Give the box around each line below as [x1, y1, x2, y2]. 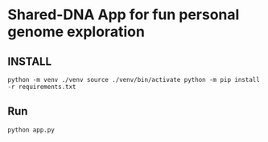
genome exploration [7, 22, 146, 41]
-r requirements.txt [7, 83, 77, 91]
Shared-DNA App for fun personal [7, 6, 240, 24]
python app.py [7, 126, 56, 134]
